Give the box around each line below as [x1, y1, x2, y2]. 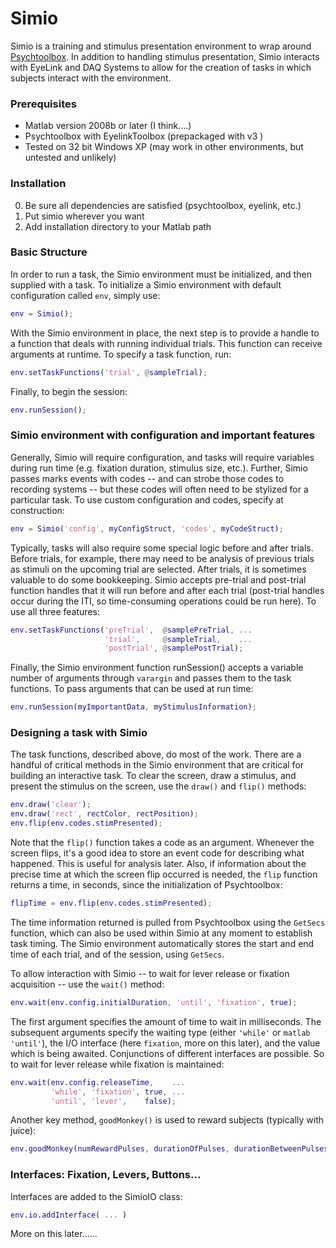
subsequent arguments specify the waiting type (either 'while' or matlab [10, 1026, 311, 1038]
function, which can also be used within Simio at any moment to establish [10, 927, 313, 939]
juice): [10, 1125, 37, 1137]
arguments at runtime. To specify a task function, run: [10, 348, 232, 360]
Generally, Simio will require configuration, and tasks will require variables [10, 451, 315, 463]
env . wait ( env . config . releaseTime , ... [10, 1077, 186, 1087]
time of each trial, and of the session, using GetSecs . [10, 948, 225, 960]
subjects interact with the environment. [10, 72, 172, 84]
